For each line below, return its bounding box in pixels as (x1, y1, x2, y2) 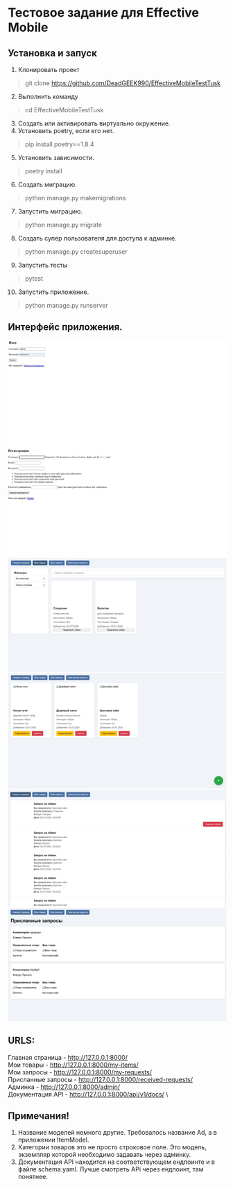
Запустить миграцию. (17, 207, 83, 216)
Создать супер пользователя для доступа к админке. (17, 234, 178, 242)
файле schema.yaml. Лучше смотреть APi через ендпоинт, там (17, 1165, 204, 1174)
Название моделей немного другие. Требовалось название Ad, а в (17, 1128, 217, 1137)
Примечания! (8, 1110, 70, 1122)
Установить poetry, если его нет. (17, 127, 114, 134)
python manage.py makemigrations (24, 194, 126, 202)
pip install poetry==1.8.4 (24, 140, 94, 148)
